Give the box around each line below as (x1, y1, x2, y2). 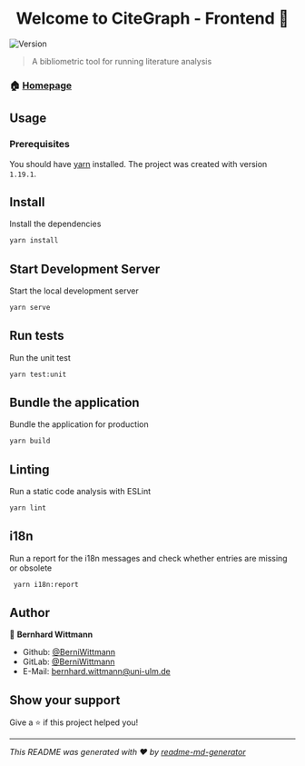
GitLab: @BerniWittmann (22, 656, 115, 667)
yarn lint (9, 503, 47, 512)
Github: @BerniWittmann (22, 647, 116, 658)
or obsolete (9, 562, 53, 573)
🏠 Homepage (9, 79, 73, 92)
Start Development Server (9, 261, 161, 276)
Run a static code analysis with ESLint (9, 486, 152, 497)
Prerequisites (9, 138, 70, 151)
